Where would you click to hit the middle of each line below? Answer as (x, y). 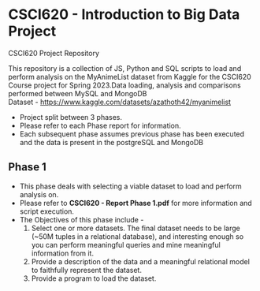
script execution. (47, 211)
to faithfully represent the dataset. (86, 270)
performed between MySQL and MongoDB (78, 93)
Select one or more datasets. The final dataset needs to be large (136, 228)
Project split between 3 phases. (71, 117)
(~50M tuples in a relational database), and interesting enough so (137, 236)
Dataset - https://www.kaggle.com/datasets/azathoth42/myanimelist (119, 102)
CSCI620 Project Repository (54, 53)
